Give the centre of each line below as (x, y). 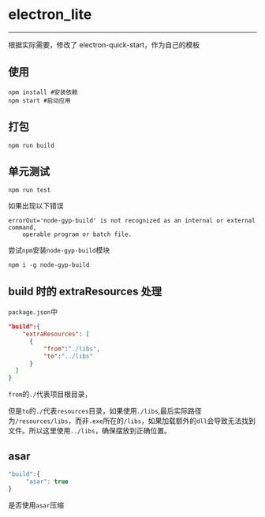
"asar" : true (47, 481)
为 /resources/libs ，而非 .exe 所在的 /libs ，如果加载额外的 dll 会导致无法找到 (132, 421)
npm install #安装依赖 (43, 92)
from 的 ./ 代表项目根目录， (50, 394)
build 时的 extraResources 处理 (85, 291)
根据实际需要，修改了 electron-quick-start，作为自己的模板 (104, 44)
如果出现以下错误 (36, 206)
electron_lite (50, 15)
